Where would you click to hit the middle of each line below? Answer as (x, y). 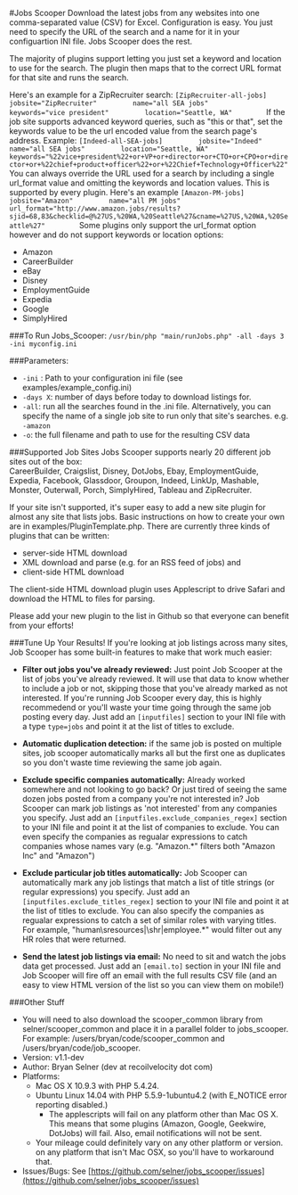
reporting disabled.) (72, 1104)
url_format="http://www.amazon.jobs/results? (95, 209)
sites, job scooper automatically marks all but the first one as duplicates (154, 753)
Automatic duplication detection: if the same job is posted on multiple (152, 743)
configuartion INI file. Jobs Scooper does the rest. (101, 41)
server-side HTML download (74, 553)
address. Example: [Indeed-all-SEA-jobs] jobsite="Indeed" (136, 140)
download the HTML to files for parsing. (82, 598)
